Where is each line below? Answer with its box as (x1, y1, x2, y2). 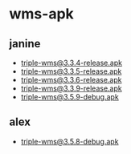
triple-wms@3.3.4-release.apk (20, 58, 123, 67)
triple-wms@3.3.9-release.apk (20, 83, 123, 93)
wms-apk (9, 5, 75, 23)
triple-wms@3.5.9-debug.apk (20, 92, 119, 101)
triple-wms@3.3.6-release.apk (20, 75, 122, 84)
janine (9, 37, 41, 51)
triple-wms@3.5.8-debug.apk (20, 136, 119, 146)
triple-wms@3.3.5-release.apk (20, 67, 122, 76)
